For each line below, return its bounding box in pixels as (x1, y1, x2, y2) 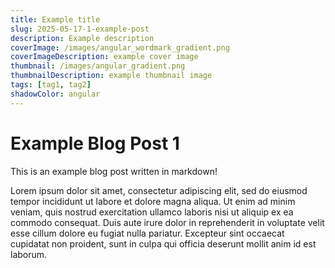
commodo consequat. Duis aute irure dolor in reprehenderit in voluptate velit (10, 216, 325, 228)
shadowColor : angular (10, 89, 101, 99)
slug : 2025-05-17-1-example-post (10, 24, 150, 34)
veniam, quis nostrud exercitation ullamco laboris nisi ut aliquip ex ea (10, 206, 294, 218)
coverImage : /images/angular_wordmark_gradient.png (10, 42, 230, 53)
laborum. (10, 248, 48, 260)
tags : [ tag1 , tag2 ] (10, 80, 92, 90)
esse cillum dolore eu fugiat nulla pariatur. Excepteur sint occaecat (10, 227, 285, 239)
